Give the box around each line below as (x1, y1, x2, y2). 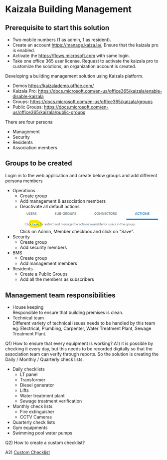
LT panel (19, 371, 38, 377)
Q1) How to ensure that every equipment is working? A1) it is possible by (5, 340, 154, 346)
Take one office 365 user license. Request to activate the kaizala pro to (12, 58, 159, 64)
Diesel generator (19, 382, 54, 388)
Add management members (19, 260, 77, 266)
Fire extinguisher (19, 409, 55, 415)
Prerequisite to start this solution (5, 24, 110, 32)
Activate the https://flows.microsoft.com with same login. (12, 53, 130, 59)
